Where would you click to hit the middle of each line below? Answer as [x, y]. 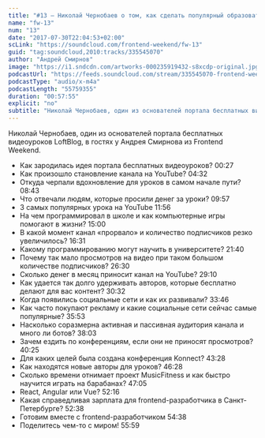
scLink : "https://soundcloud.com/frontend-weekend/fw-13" [105, 45]
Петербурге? [41, 408]
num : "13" [24, 30]
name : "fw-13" [32, 23]
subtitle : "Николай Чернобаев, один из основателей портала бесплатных [128, 111]
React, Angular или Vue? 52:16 [69, 392]
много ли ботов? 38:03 [58, 333]
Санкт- [235, 400]
